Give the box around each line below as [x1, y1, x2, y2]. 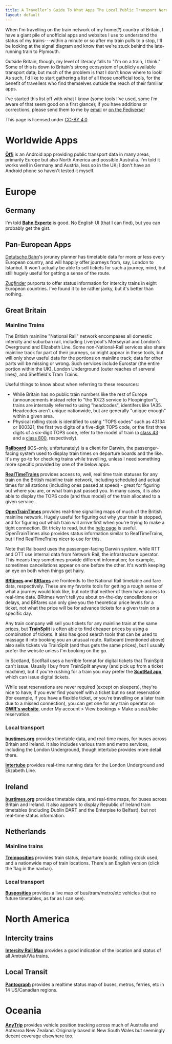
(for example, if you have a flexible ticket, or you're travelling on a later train [5, 694, 165, 701]
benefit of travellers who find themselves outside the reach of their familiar [5, 80, 163, 86]
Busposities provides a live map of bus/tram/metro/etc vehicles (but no [5, 890, 157, 896]
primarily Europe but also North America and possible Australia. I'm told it [5, 157, 160, 163]
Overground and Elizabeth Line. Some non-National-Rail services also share [5, 344, 166, 350]
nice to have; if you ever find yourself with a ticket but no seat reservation [5, 689, 161, 695]
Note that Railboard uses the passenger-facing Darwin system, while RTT [5, 545, 160, 552]
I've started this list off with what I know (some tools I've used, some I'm [5, 96, 158, 102]
